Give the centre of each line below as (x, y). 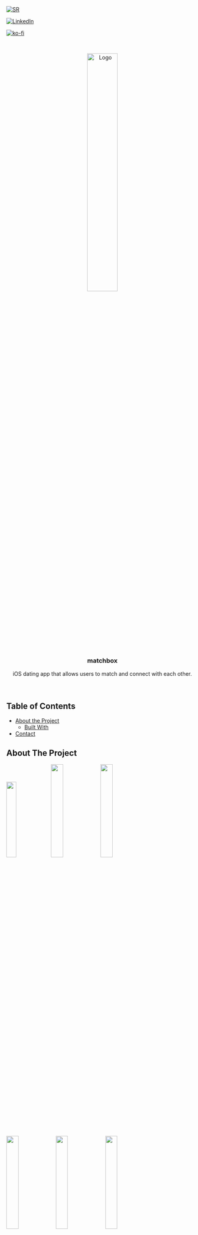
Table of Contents (41, 706)
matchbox (102, 660)
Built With (36, 727)
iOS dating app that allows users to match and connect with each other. (102, 674)
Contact (25, 734)
